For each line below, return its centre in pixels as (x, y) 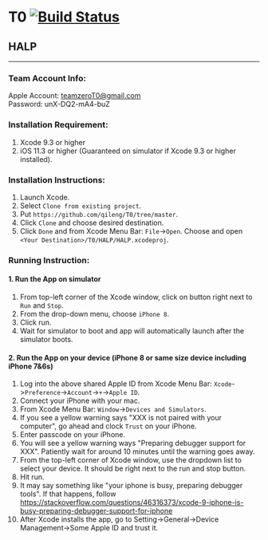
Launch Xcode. (45, 197)
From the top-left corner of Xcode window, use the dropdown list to (130, 460)
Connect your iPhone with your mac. (80, 401)
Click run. (35, 322)
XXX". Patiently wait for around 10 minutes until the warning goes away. (137, 451)
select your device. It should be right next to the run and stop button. (133, 469)
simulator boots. (46, 340)
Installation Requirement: (58, 125)
